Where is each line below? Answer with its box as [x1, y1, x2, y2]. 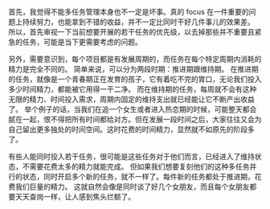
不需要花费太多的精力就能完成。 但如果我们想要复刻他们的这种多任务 [22, 162, 250, 171]
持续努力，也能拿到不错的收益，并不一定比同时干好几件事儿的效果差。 [22, 17, 255, 27]
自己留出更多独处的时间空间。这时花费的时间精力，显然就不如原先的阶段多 [8, 125, 255, 134]
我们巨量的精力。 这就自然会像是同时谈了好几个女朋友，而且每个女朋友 [14, 182, 250, 191]
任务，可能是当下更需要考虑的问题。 [22, 37, 142, 47]
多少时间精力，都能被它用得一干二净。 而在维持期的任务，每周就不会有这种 [8, 84, 257, 94]
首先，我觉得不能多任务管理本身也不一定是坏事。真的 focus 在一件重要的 [8, 7, 249, 16]
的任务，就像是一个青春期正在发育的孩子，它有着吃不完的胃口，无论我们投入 [8, 75, 262, 84]
